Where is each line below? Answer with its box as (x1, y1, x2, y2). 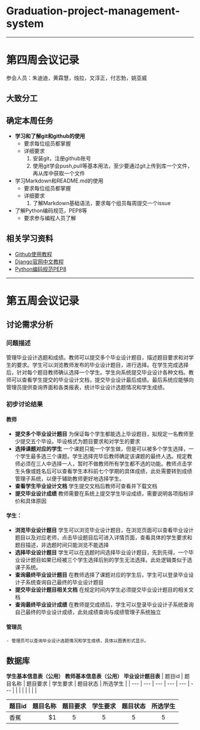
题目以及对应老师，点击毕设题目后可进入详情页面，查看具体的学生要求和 (14, 534, 192, 541)
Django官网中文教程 (14, 258, 64, 265)
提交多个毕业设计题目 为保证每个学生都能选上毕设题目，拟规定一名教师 (14, 430, 189, 437)
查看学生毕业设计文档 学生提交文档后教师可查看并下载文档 (14, 482, 158, 490)
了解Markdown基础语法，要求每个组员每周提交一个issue (32, 200, 171, 207)
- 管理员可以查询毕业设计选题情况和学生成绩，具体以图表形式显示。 (6, 638, 149, 644)
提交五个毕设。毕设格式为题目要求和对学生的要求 (20, 437, 140, 445)
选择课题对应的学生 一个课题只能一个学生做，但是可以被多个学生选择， (14, 445, 189, 452)
